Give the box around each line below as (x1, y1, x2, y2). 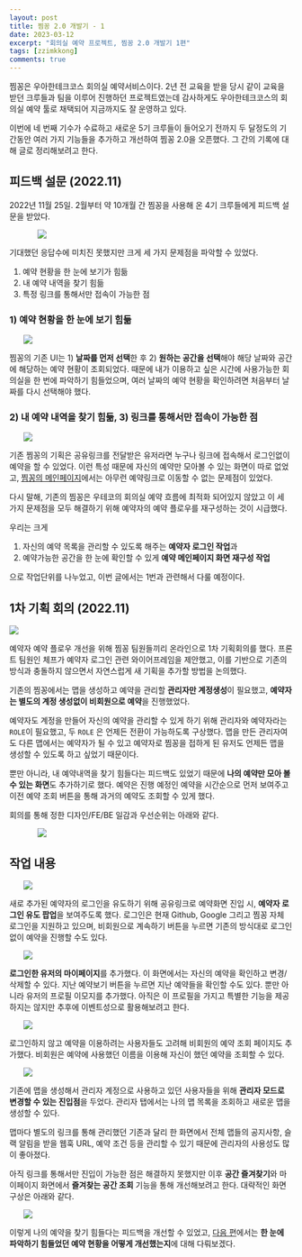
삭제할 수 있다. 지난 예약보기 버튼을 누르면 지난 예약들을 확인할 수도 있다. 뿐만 (9, 979, 280, 990)
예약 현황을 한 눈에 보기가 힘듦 (22, 266, 129, 277)
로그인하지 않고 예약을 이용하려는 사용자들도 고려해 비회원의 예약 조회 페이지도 (9, 1038, 283, 1049)
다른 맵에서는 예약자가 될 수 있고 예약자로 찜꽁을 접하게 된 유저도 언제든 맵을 (18, 738, 285, 749)
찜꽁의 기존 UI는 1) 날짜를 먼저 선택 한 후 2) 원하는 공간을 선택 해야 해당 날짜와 (9, 352, 276, 363)
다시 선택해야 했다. (25, 387, 92, 397)
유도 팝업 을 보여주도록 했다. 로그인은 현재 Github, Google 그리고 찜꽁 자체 (25, 909, 285, 920)
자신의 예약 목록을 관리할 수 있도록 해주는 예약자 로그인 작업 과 (22, 542, 238, 552)
